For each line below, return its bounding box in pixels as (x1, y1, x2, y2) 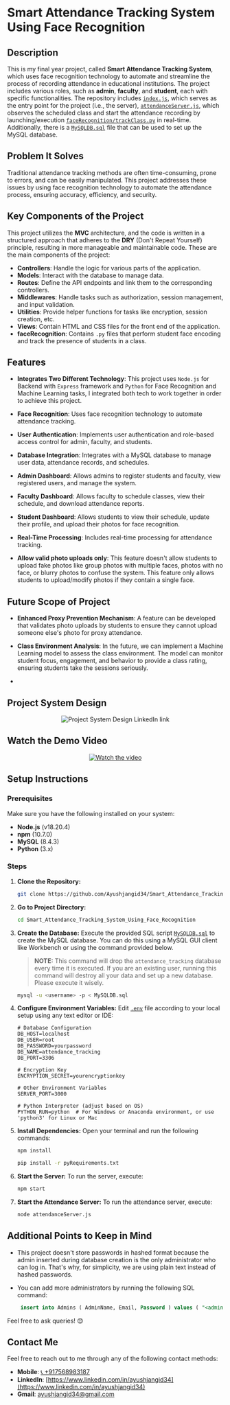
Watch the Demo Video (7, 735, 108, 747)
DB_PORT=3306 (16, 1055, 55, 1062)
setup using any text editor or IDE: (16, 1011, 114, 1020)
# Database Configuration (16, 1025, 91, 1032)
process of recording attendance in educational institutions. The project (7, 80, 210, 87)
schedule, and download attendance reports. (16, 500, 145, 508)
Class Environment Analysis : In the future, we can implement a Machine (16, 642, 224, 650)
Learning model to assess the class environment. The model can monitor (16, 649, 223, 658)
